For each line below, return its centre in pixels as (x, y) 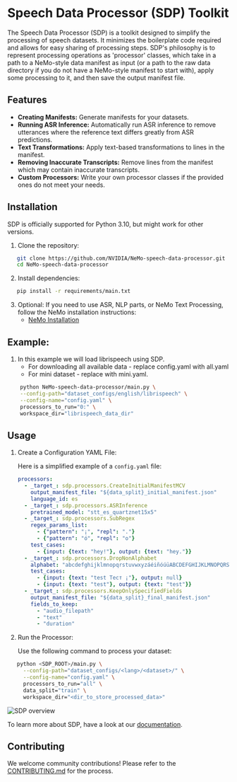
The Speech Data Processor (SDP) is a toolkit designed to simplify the (109, 33)
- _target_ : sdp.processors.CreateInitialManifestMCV (105, 486)
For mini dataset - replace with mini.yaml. (88, 374)
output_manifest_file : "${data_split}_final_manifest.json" (121, 597)
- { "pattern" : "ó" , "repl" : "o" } (86, 539)
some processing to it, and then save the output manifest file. (96, 77)
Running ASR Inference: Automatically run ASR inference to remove (117, 125)
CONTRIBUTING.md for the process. (60, 771)
